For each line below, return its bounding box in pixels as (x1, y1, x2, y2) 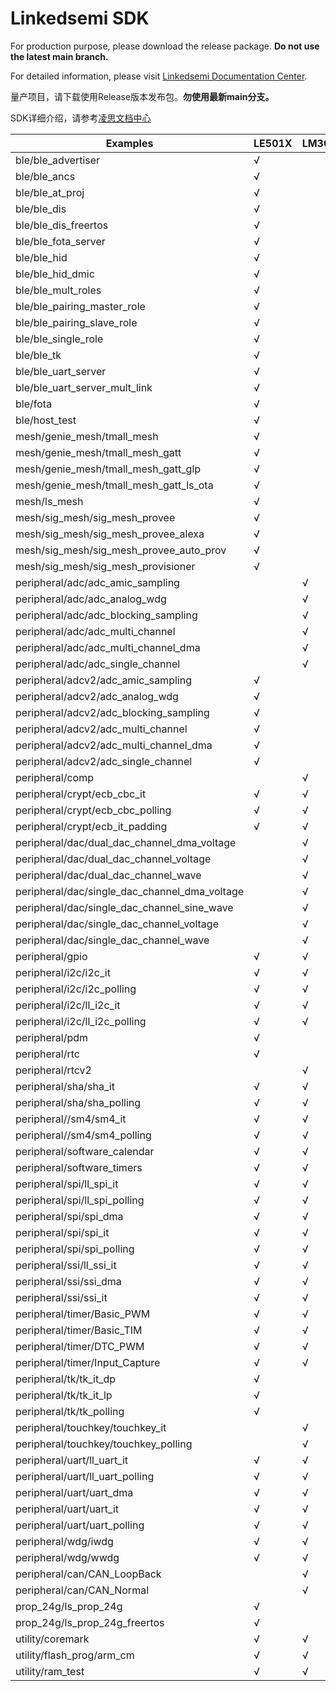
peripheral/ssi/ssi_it (15, 1290, 108, 1304)
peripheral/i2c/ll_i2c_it (15, 998, 121, 1012)
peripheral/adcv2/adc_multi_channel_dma (15, 738, 213, 752)
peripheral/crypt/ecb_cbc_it (15, 787, 147, 801)
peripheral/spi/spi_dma (15, 1209, 124, 1223)
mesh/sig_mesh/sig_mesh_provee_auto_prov (15, 543, 227, 557)
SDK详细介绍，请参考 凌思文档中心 (10, 112, 152, 124)
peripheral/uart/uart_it (15, 1502, 120, 1516)
